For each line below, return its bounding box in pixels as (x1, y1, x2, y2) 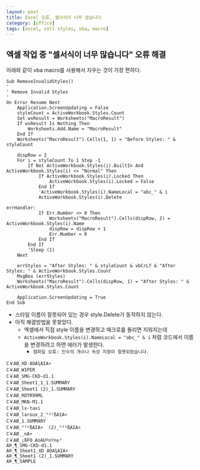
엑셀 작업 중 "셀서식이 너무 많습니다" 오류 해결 (6, 49, 166, 60)
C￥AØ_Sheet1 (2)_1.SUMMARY (6, 386, 76, 392)
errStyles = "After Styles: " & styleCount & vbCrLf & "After (17, 263, 176, 269)
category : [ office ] (6, 20, 55, 26)
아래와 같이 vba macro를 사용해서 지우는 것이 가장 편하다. (6, 67, 142, 74)
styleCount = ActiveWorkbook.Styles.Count (17, 110, 125, 116)
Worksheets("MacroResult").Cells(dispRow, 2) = (49, 215, 171, 221)
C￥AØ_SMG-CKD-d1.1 (6, 374, 54, 380)
